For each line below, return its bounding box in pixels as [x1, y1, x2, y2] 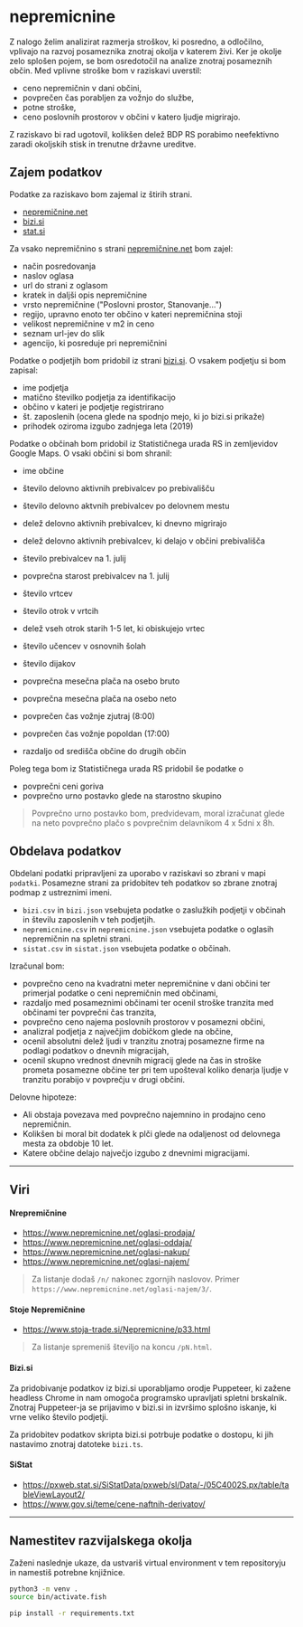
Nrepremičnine [9, 1207, 68, 1218]
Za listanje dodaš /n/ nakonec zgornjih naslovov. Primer [31, 1273, 240, 1285]
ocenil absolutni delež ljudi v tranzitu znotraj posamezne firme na [22, 1036, 265, 1046]
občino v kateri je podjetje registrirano [22, 401, 164, 412]
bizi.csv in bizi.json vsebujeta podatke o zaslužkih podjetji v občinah [22, 904, 286, 915]
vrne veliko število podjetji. [9, 1411, 109, 1422]
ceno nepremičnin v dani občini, [22, 82, 142, 93]
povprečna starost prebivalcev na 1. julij [22, 570, 170, 581]
